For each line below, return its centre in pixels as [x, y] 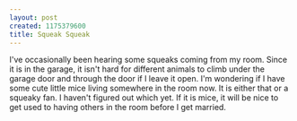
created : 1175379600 [48, 26]
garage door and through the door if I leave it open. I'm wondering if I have [147, 79]
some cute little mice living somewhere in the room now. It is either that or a [149, 88]
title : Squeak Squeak [50, 34]
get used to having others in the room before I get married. [118, 108]
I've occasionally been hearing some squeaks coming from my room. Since [148, 60]
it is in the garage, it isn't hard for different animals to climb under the [137, 69]
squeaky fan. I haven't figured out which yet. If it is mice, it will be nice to [144, 98]
